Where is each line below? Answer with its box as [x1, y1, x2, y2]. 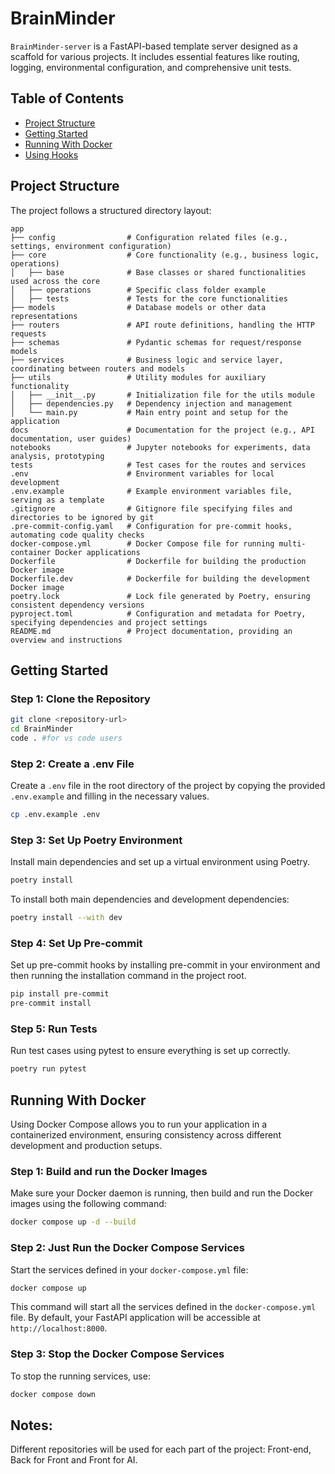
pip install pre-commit [10, 989, 110, 999]
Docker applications [54, 547, 141, 557]
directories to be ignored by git [10, 512, 155, 522]
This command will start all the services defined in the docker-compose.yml [10, 1301, 317, 1313]
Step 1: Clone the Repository [10, 692, 151, 706]
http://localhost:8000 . [10, 1322, 108, 1334]
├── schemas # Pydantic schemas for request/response [10, 337, 302, 347]
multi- [278, 538, 307, 549]
